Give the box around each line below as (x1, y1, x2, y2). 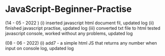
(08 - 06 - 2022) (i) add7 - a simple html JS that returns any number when (5, 40, 158, 46)
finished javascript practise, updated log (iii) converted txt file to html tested (5, 25, 161, 31)
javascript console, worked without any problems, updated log (5, 30, 133, 36)
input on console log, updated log (5, 45, 74, 51)
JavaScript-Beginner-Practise (5, 3, 132, 15)
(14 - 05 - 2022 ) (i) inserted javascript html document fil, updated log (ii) (5, 20, 154, 26)
